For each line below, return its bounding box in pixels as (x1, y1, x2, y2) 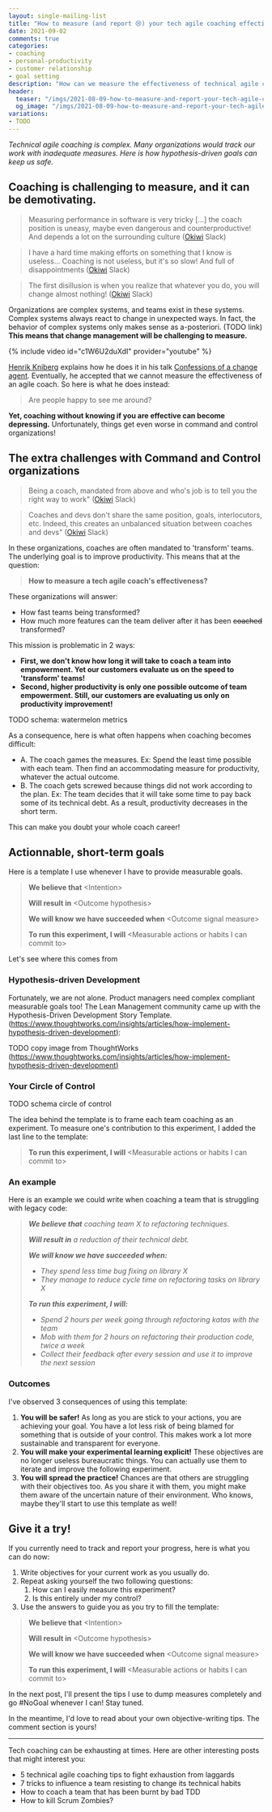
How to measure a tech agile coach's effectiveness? (28, 576, 208, 585)
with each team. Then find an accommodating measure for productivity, (19, 763, 260, 773)
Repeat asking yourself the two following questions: (19, 1576, 193, 1586)
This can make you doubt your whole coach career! (8, 822, 181, 832)
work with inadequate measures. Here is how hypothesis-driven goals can (8, 148, 257, 158)
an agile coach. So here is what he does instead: (8, 379, 170, 389)
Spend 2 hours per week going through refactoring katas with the (40, 1315, 260, 1325)
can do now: (8, 1552, 50, 1561)
